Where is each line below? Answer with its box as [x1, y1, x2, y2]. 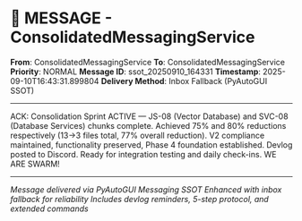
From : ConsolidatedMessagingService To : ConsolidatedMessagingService [10, 56, 286, 67]
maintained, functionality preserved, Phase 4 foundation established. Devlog [10, 139, 293, 150]
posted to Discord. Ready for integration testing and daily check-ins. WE [10, 149, 277, 159]
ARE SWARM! [10, 158, 61, 169]
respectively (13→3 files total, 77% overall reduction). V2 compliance [10, 130, 265, 140]
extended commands [10, 203, 89, 214]
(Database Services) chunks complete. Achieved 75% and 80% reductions [10, 120, 287, 131]
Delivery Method [100, 75, 165, 86]
